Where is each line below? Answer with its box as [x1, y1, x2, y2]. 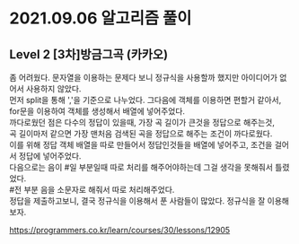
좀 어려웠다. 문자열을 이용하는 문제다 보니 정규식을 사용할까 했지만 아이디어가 [9, 73, 278, 83]
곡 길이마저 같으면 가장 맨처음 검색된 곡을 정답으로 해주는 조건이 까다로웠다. [9, 128, 273, 139]
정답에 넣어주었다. [18, 151, 82, 161]
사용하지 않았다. [25, 83, 82, 94]
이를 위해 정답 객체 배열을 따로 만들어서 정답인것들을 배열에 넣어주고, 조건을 [9, 140, 273, 150]
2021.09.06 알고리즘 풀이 [9, 8, 192, 29]
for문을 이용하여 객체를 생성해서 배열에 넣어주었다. [9, 106, 186, 117]
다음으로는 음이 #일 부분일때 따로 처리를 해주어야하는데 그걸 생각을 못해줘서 [9, 162, 274, 172]
